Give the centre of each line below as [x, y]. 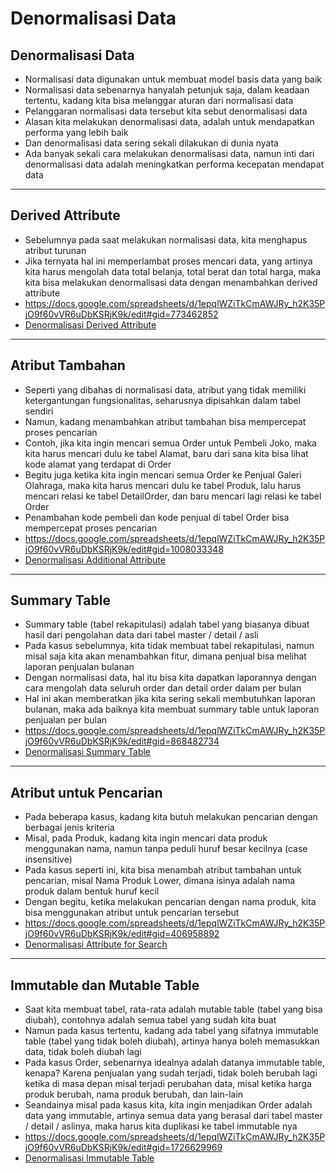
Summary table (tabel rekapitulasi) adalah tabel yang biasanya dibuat [167, 624]
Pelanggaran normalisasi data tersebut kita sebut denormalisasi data [166, 111]
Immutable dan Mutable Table [105, 985]
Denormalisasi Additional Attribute [95, 559]
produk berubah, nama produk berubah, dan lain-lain [134, 1094]
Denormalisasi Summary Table [88, 752]
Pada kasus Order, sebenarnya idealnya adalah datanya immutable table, [174, 1063]
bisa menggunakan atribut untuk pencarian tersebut [132, 913]
